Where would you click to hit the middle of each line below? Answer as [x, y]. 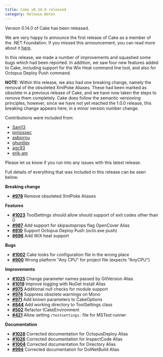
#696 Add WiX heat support [40, 236]
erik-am [20, 153]
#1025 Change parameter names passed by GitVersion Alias [72, 278]
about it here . [18, 48]
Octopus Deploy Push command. [38, 73]
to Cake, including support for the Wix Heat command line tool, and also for [81, 68]
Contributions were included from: [39, 118]
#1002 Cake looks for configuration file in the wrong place [71, 255]
